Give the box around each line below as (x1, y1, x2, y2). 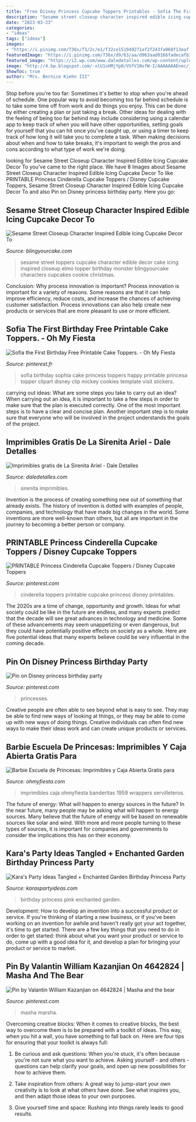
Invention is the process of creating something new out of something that (6, 495, 183, 503)
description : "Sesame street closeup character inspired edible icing (6, 14, 181, 20)
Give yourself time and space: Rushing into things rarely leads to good (14, 1104, 184, 1111)
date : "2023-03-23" (6, 19, 54, 25)
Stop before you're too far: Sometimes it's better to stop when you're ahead (6, 90, 188, 97)
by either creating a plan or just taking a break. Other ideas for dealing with (6, 109, 187, 116)
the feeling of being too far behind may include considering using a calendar (6, 115, 190, 122)
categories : (6, 25, 35, 31)
